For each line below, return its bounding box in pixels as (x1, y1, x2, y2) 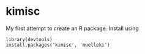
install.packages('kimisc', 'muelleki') (6, 42, 111, 48)
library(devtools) (6, 36, 53, 42)
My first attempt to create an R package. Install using (6, 25, 139, 32)
